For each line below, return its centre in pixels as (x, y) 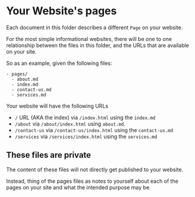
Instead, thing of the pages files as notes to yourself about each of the (92, 181)
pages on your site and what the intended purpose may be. (78, 187)
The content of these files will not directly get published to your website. (95, 169)
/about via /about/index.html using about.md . (70, 124)
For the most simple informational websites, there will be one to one (89, 39)
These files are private (48, 155)
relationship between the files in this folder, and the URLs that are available (97, 45)
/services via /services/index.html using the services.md (86, 136)
